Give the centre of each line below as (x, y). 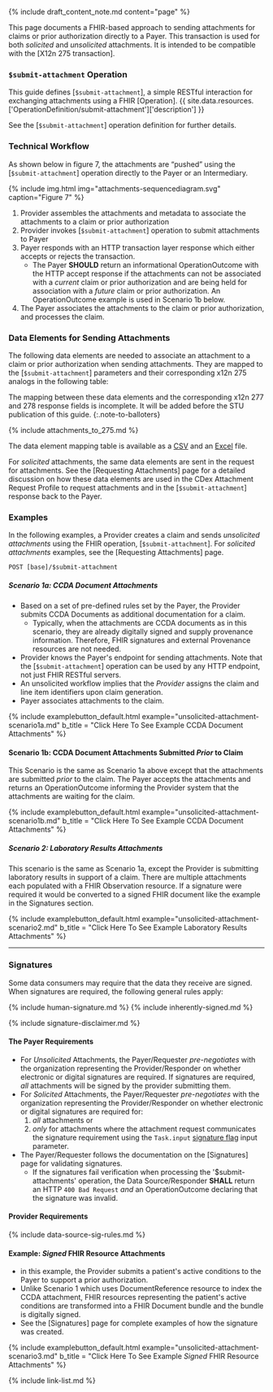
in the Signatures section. (51, 903)
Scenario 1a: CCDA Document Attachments (83, 585)
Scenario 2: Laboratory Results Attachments (86, 848)
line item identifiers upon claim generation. (92, 692)
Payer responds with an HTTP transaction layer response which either (137, 247)
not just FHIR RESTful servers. (71, 675)
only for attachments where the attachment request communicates (144, 1128)
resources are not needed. (77, 649)
